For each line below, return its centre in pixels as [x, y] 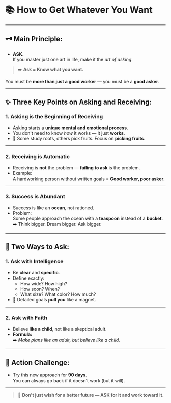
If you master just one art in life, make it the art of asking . [73, 59]
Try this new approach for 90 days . [50, 375]
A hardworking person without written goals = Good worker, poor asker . [89, 179]
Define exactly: [28, 278]
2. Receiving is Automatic [38, 157]
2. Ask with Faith [26, 318]
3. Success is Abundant [35, 196]
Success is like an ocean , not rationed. [53, 208]
